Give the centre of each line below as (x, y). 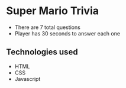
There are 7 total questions (48, 27)
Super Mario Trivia (53, 11)
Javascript (28, 79)
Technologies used (42, 52)
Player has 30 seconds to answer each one (67, 33)
